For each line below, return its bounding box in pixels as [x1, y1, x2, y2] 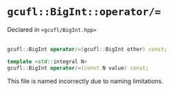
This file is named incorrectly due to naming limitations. [7, 77, 163, 85]
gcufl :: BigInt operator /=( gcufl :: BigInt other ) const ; [7, 46, 168, 52]
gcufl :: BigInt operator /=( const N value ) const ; [7, 64, 149, 72]
